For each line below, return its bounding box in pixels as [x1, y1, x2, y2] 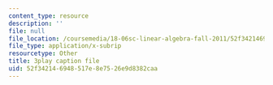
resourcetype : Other [8, 49, 79, 57]
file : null [8, 27, 45, 35]
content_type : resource [8, 11, 89, 20]
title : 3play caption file [8, 57, 100, 66]
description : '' [8, 19, 63, 28]
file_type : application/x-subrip [8, 42, 122, 50]
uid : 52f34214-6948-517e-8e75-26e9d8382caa [8, 65, 158, 73]
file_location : [8, 34, 60, 43]
